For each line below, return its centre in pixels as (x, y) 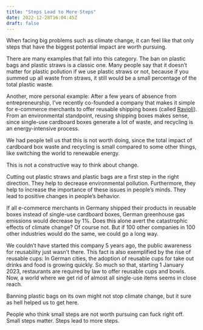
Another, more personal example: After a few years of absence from (91, 96)
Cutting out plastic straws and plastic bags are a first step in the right (93, 177)
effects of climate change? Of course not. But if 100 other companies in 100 (101, 227)
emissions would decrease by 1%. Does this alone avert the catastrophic (97, 221)
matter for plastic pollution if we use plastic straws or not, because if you (98, 72)
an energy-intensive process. (43, 129)
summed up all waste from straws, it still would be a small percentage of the (101, 78)
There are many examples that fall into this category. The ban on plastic (96, 59)
